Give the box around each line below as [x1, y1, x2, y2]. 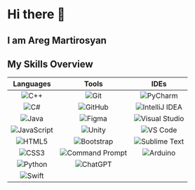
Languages [13, 79, 51, 89]
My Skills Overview [7, 58, 93, 70]
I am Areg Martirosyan [7, 34, 107, 46]
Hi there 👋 [7, 6, 65, 23]
